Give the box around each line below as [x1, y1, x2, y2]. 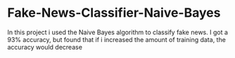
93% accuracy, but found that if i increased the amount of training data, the [7, 35, 227, 43]
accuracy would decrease [7, 43, 83, 51]
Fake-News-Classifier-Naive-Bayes [7, 5, 221, 21]
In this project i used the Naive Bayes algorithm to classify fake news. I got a [7, 28, 229, 36]
